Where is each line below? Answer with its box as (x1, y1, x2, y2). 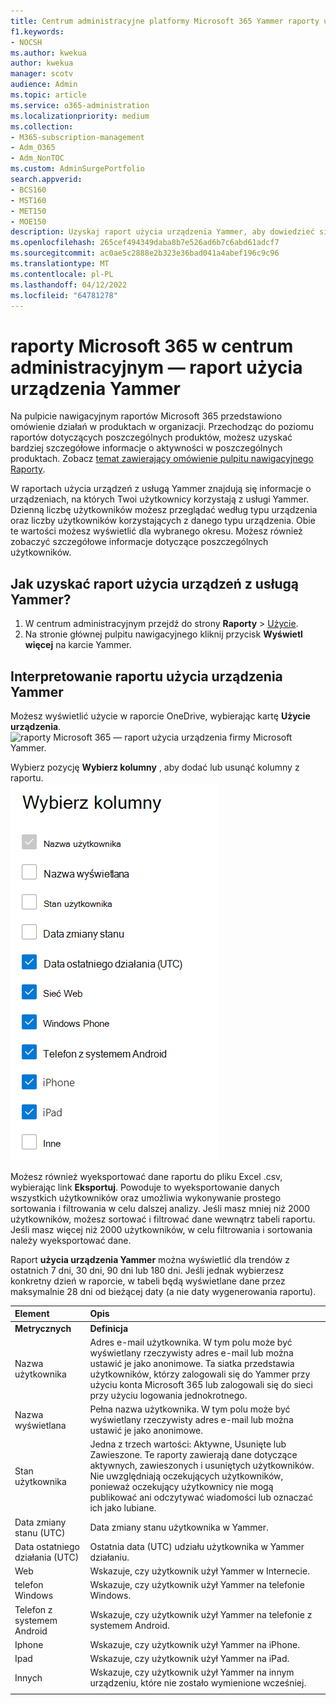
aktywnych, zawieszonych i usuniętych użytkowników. (89, 1460, 315, 1472)
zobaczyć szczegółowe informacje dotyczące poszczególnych (10, 536, 269, 548)
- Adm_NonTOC (10, 153, 65, 164)
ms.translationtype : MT (10, 259, 110, 269)
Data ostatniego (14, 1540, 80, 1552)
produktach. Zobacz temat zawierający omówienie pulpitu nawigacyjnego (10, 453, 314, 465)
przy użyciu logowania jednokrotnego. (89, 1389, 248, 1401)
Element (14, 1308, 50, 1320)
